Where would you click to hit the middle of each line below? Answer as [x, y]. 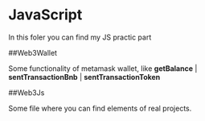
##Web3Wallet [33, 52]
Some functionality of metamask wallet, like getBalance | [103, 68]
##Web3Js [27, 92]
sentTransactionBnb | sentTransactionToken [84, 77]
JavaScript [45, 15]
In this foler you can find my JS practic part [80, 37]
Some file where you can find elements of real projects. [100, 108]
